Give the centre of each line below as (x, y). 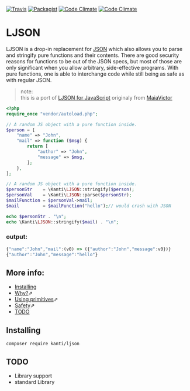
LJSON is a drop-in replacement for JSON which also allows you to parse (94, 49)
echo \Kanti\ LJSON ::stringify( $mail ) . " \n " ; (62, 222)
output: (17, 237)
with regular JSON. (29, 80)
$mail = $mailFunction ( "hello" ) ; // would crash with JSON (89, 206)
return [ (38, 147)
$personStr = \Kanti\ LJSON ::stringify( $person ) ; (70, 190)
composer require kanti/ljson (43, 344)
